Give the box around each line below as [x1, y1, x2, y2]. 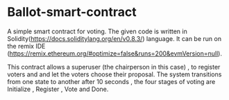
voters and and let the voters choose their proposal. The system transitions [7, 70, 222, 78]
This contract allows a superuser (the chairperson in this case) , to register [7, 62, 221, 71]
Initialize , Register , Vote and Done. [7, 85, 109, 93]
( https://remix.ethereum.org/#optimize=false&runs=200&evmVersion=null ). [7, 49, 222, 58]
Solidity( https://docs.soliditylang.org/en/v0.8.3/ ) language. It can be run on [7, 34, 222, 42]
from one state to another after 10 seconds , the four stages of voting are [7, 77, 216, 85]
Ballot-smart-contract [7, 4, 137, 20]
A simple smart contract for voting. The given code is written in [7, 27, 187, 35]
